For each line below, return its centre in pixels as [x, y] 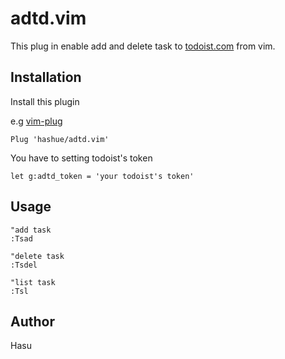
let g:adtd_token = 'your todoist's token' [102, 176]
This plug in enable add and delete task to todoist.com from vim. [143, 46]
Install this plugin [45, 101]
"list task [33, 282]
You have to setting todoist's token [81, 158]
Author [32, 321]
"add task [31, 230]
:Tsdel [24, 265]
